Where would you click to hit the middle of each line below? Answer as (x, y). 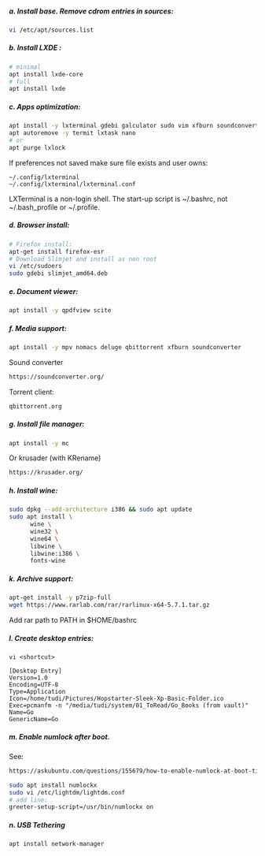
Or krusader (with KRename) (55, 458)
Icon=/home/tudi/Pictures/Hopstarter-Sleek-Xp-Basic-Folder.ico (116, 698)
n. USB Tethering (37, 824)
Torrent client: (31, 392)
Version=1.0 (28, 678)
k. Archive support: (41, 579)
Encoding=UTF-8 (34, 685)
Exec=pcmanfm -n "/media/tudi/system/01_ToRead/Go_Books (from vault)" (129, 705)
